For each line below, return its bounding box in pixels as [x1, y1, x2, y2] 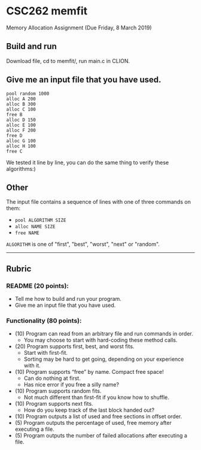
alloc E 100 [6, 122, 36, 128]
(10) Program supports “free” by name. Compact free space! [14, 369, 164, 376]
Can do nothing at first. [23, 375, 81, 382]
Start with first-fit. [23, 349, 68, 357]
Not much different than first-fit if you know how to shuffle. [23, 394, 169, 401]
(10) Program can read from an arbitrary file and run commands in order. [14, 330, 193, 337]
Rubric [6, 264, 32, 274]
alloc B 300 [6, 101, 36, 107]
